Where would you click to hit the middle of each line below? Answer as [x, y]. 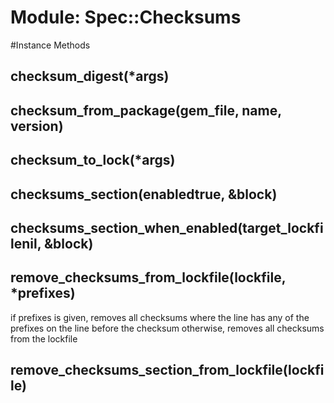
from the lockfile [44, 338]
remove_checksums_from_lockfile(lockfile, [148, 277]
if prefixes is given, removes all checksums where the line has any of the [160, 317]
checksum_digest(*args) [90, 76]
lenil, [26, 243]
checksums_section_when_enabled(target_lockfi [167, 227]
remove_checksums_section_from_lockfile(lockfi [167, 370]
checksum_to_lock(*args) [93, 160]
